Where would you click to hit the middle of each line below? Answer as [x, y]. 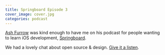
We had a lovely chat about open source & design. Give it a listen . [72, 48]
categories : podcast [27, 19]
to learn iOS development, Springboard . [46, 38]
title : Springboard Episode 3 [37, 10]
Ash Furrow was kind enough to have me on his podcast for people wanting [82, 33]
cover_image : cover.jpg [30, 14]
